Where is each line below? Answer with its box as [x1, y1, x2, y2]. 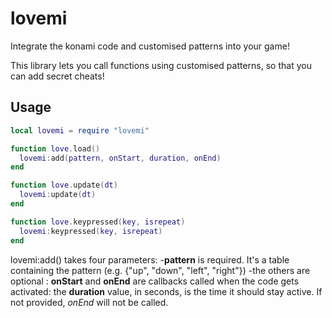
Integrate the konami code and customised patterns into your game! [10, 40, 290, 52]
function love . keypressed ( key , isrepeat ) [10, 217, 186, 227]
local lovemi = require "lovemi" [10, 125, 150, 136]
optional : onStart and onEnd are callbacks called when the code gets [10, 275, 300, 287]
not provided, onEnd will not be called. [10, 296, 169, 308]
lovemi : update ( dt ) [19, 190, 97, 200]
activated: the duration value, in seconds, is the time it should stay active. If [10, 285, 323, 297]
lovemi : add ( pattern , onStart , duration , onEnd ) [19, 153, 222, 163]
